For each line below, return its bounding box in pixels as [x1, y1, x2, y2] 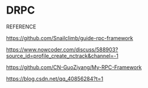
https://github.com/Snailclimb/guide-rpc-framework [6, 34, 133, 41]
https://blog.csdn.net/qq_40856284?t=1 [6, 75, 104, 82]
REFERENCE [6, 23, 37, 30]
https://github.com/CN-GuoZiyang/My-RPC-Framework [6, 63, 142, 71]
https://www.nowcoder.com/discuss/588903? [6, 45, 118, 53]
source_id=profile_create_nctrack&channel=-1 [6, 52, 118, 59]
